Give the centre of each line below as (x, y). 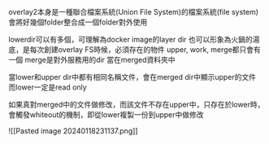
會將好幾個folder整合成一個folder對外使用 (78, 22)
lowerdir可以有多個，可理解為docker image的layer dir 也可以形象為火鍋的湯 (134, 39)
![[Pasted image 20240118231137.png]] (73, 131)
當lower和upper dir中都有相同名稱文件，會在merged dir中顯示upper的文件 (132, 77)
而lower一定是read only (48, 87)
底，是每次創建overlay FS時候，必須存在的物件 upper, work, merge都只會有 (135, 50)
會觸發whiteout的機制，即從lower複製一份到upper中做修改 (106, 115)
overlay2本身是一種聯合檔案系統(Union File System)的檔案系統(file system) (133, 12)
